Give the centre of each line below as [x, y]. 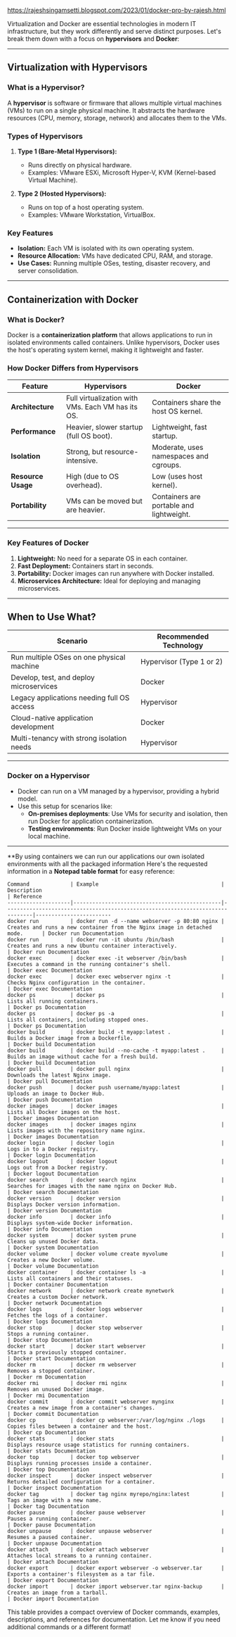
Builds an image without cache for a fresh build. [83, 1056]
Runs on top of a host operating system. [86, 207]
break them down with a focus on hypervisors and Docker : [93, 39]
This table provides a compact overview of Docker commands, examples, [114, 1612]
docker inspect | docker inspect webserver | [116, 1475]
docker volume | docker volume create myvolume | [116, 1254]
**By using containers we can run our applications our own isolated [106, 856]
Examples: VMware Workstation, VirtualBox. [92, 215]
